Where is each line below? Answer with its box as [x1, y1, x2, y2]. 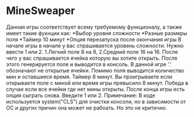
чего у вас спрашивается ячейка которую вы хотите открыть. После [6, 54, 178, 61]
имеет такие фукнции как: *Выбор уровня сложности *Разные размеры [6, 29, 188, 36]
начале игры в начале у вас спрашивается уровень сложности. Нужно [6, 42, 184, 49]
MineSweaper [6, 4, 75, 18]
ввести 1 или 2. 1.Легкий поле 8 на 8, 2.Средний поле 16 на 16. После [6, 48, 178, 55]
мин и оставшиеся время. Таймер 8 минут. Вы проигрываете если [6, 73, 172, 80]
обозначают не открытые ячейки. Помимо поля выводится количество [6, 67, 185, 74]
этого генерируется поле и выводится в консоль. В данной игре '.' [6, 60, 172, 68]
